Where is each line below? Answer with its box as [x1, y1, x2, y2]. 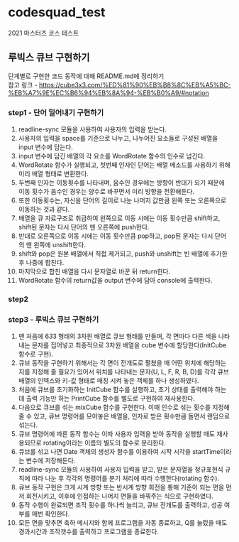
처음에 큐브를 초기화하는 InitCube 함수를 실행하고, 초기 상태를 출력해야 [18, 385, 213, 394]
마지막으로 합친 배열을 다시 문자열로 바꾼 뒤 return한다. [18, 267, 171, 276]
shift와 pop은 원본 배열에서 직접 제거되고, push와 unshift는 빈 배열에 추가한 [18, 249, 228, 258]
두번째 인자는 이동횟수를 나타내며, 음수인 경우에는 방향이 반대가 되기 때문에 [18, 178, 226, 187]
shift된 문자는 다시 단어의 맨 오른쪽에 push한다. [18, 223, 150, 232]
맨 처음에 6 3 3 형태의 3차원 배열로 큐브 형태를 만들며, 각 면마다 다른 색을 [18, 332, 217, 341]
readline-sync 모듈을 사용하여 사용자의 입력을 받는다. [18, 125, 167, 134]
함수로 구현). [18, 349, 54, 359]
